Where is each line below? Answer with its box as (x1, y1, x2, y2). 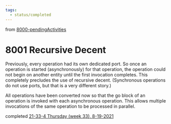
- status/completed (10, 12, 52, 17)
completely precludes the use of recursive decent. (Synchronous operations (5, 77, 166, 83)
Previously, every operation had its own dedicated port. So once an (5, 61, 147, 67)
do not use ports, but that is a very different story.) (5, 83, 111, 89)
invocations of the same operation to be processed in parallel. (5, 103, 136, 110)
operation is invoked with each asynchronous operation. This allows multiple (5, 98, 166, 104)
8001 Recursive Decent (5, 44, 106, 56)
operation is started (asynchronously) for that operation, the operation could (5, 66, 166, 72)
